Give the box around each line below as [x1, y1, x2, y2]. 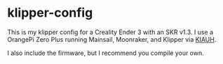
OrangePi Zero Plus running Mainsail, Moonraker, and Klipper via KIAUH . [7, 35, 217, 43]
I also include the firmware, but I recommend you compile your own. [7, 49, 205, 57]
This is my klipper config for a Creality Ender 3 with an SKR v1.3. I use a [7, 28, 214, 36]
